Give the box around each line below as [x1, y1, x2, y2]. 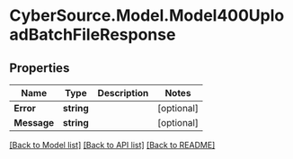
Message [13, 117, 55, 128]
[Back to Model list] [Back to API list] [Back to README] [9, 140, 216, 150]
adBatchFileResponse [9, 24, 176, 45]
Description [97, 87, 149, 99]
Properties [9, 60, 70, 75]
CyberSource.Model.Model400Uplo [9, 5, 285, 26]
